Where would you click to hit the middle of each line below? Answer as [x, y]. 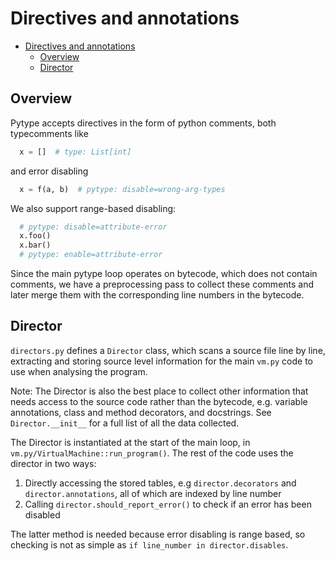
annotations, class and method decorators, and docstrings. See [141, 412]
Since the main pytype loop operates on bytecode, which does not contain [164, 273]
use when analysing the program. [79, 371]
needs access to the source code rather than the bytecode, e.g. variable [159, 401]
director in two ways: [53, 463]
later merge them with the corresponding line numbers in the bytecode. [157, 295]
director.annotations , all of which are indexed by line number [153, 493]
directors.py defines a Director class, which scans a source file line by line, [168, 350]
